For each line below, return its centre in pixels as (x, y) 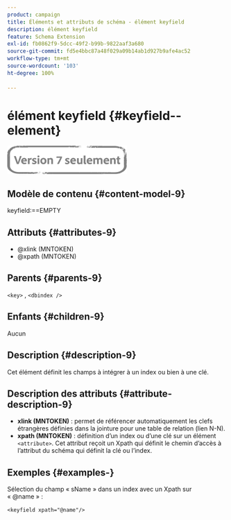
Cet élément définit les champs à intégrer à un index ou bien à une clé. (108, 372)
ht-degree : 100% (31, 73)
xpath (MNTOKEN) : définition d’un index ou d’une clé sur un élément (117, 436)
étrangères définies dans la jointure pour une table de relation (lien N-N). (121, 428)
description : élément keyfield (52, 29)
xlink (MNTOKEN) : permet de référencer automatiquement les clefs (115, 421)
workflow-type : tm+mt (38, 59)
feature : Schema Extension (46, 37)
